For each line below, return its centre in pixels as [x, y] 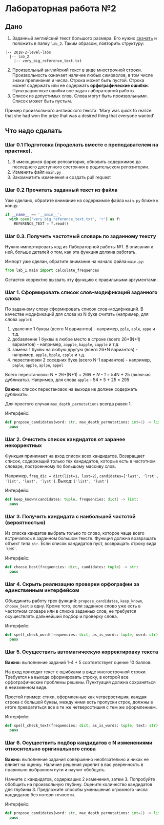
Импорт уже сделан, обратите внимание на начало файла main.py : [75, 261]
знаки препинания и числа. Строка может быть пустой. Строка [78, 80]
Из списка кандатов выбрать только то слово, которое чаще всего [75, 533]
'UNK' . [11, 549]
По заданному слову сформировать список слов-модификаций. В [74, 309]
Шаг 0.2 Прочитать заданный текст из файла [61, 190]
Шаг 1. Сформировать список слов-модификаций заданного [81, 292]
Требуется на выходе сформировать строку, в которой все [67, 677]
